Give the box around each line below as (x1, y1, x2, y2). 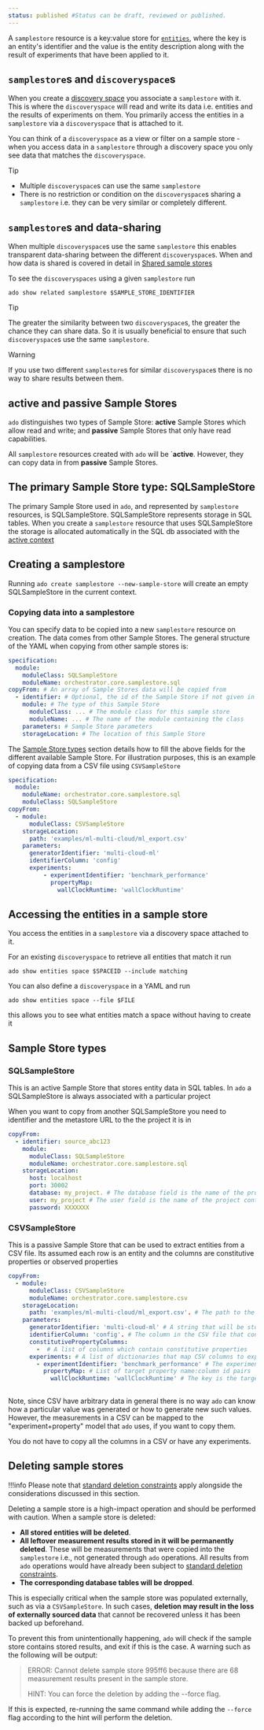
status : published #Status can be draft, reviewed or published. (8, 11, 226, 20)
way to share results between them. (8, 373, 124, 383)
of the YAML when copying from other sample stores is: (8, 641, 189, 651)
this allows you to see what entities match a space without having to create (8, 1010, 251, 1020)
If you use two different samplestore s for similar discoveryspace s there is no (8, 366, 253, 375)
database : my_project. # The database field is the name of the (28, 1189, 244, 1197)
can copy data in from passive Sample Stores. (8, 458, 159, 467)
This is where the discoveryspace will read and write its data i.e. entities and (8, 102, 253, 111)
